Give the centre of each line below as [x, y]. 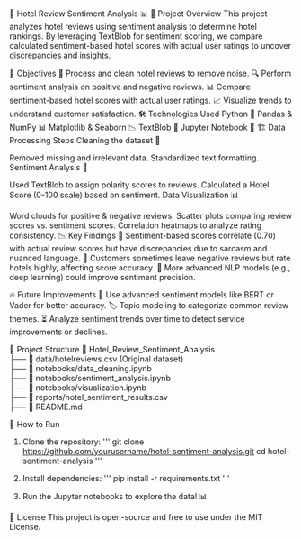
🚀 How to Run [35, 424]
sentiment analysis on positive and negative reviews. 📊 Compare [130, 87]
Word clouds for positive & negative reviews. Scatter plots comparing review [151, 216]
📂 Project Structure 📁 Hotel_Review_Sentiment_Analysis [112, 349]
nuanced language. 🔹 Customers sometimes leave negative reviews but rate [150, 258]
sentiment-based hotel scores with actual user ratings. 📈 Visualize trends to [150, 100]
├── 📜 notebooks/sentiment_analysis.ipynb [90, 378]
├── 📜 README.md [46, 407]
